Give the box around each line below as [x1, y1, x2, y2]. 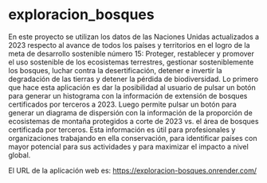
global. [8, 150, 31, 160]
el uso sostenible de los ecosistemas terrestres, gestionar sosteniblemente [8, 57, 254, 67]
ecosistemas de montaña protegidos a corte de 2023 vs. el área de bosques [8, 116, 259, 126]
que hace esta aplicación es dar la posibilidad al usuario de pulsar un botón [8, 82, 257, 92]
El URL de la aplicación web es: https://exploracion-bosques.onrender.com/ [8, 165, 257, 175]
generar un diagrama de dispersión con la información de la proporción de [8, 107, 253, 117]
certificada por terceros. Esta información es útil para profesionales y [8, 125, 236, 134]
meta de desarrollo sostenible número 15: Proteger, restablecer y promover [8, 49, 255, 58]
